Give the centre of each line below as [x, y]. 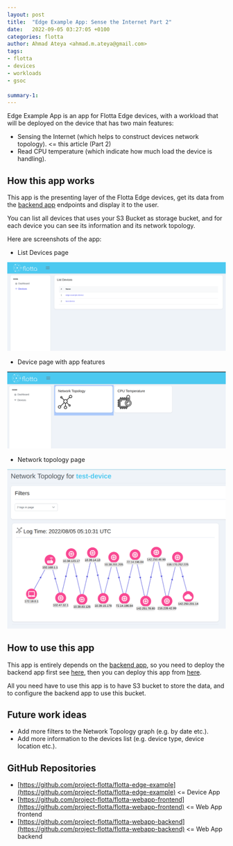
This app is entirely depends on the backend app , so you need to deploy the [116, 665]
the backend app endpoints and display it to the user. [83, 205]
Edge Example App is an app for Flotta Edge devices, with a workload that [113, 116]
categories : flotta [35, 37]
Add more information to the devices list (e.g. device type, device [111, 739]
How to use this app [51, 648]
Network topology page [51, 460]
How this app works [51, 181]
